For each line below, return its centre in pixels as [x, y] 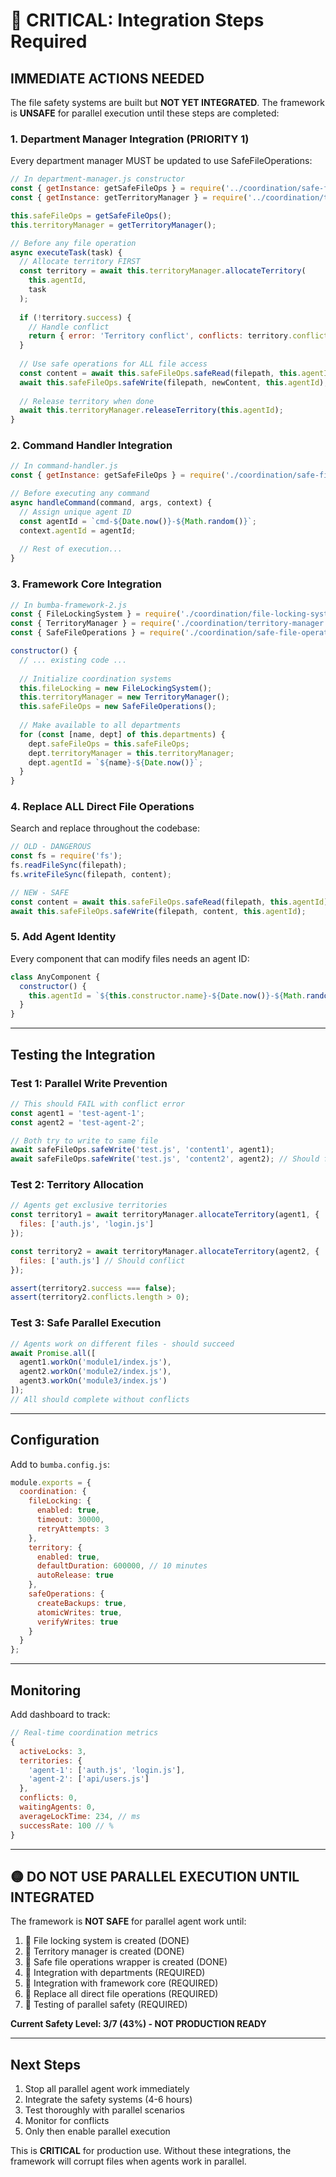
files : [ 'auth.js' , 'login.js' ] [87, 1224]
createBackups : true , [82, 1603]
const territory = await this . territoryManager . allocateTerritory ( [163, 271]
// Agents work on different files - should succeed [122, 1344]
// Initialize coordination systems [95, 679]
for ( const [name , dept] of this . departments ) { [122, 734]
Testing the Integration [83, 1054]
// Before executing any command [80, 494]
